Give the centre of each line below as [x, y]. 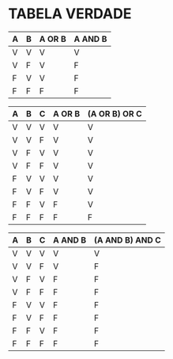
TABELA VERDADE [70, 14]
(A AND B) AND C [128, 240]
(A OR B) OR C [115, 113]
